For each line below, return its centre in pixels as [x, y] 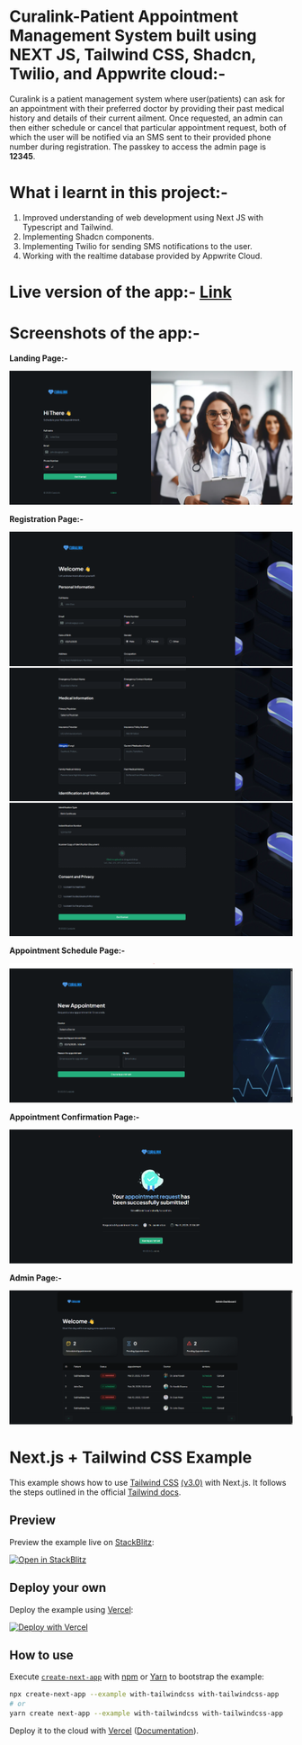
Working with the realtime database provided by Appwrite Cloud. [142, 256]
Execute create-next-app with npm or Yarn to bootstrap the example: [137, 1677]
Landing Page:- [39, 358]
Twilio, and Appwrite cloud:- [118, 74]
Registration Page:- [46, 519]
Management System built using [133, 36]
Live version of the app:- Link [120, 292]
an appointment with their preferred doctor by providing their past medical [147, 108]
